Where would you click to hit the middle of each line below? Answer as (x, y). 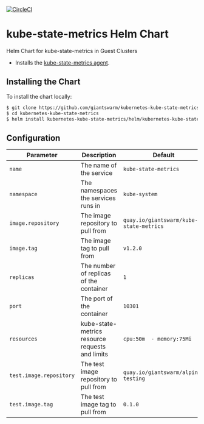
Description (99, 155)
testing (134, 379)
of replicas (96, 274)
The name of (99, 166)
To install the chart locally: (39, 96)
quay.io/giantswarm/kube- (161, 220)
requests (93, 347)
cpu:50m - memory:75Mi (158, 339)
